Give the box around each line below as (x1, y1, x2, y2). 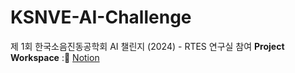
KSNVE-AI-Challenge (10, 6, 192, 29)
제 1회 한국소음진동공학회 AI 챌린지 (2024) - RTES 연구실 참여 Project (10, 40, 285, 52)
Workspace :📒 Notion (10, 51, 100, 63)
